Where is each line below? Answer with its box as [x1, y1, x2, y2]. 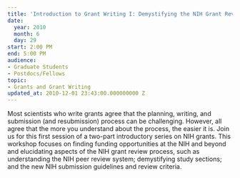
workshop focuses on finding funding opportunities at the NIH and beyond [7, 140, 226, 148]
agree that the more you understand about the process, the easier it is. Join [7, 125, 230, 133]
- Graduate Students [7, 63, 69, 70]
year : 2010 [14, 23, 46, 31]
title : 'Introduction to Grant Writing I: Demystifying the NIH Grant [7, 10, 222, 18]
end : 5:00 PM [7, 51, 46, 58]
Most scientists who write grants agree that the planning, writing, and [7, 110, 212, 118]
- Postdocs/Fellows [7, 70, 66, 77]
